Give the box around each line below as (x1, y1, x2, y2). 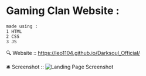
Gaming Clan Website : (6, 4, 120, 18)
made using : (6, 23, 38, 29)
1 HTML (6, 28, 22, 34)
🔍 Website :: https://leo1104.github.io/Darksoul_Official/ (6, 49, 140, 56)
